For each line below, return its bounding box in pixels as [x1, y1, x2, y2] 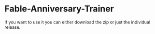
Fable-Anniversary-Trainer [4, 3, 114, 14]
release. [4, 24, 21, 30]
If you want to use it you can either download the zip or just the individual [4, 19, 151, 25]
